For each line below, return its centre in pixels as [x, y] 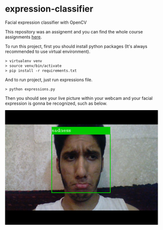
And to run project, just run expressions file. [49, 80]
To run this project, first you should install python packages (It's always [76, 46]
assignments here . [24, 37]
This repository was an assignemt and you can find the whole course [74, 32]
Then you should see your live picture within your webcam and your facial [79, 98]
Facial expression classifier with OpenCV [46, 22]
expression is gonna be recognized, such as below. [56, 103]
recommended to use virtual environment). [48, 51]
